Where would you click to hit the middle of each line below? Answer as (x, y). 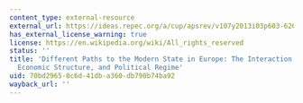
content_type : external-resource (72, 17)
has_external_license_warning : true (78, 34)
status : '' (30, 51)
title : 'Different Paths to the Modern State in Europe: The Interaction (151, 59)
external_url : (36, 26)
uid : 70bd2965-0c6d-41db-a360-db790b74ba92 (92, 76)
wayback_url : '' (40, 84)
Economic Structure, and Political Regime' (100, 68)
